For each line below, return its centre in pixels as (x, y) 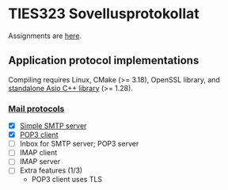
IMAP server (40, 161)
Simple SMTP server (53, 126)
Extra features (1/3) (51, 170)
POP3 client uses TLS (67, 180)
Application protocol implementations (104, 61)
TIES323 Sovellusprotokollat (104, 14)
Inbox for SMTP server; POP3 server (79, 144)
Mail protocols (36, 108)
